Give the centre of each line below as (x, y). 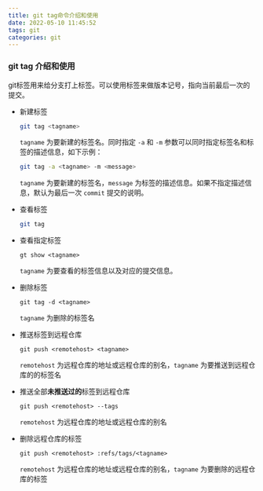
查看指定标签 (40, 240)
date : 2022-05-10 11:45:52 (52, 23)
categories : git (35, 37)
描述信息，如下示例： (68, 152)
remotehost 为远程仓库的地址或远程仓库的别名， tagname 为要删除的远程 (134, 469)
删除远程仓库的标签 (51, 439)
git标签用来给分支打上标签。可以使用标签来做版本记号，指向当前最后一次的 (129, 85)
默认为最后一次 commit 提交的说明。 (91, 192)
